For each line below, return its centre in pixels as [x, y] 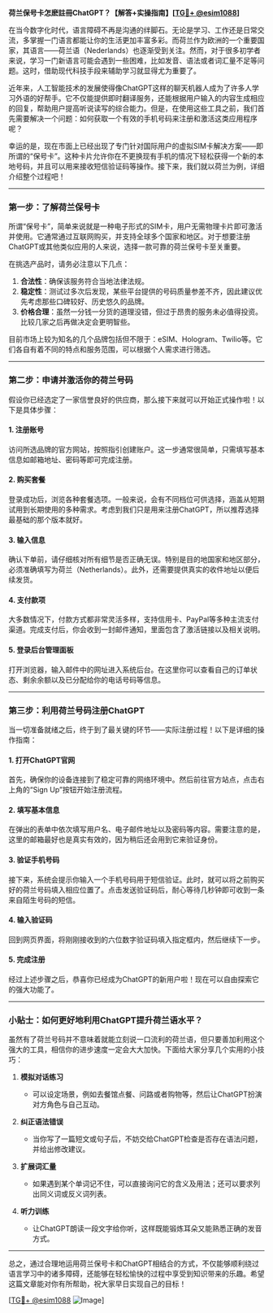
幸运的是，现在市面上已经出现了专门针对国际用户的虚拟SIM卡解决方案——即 [136, 146]
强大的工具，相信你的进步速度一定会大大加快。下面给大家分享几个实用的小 [133, 1049]
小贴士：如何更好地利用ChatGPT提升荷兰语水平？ [106, 1020]
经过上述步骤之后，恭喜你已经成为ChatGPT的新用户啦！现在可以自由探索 [130, 979]
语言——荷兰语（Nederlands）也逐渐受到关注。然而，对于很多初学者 [145, 50]
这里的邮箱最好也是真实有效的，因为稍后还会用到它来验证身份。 [115, 840]
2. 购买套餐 [27, 480]
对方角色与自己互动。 [68, 1105]
